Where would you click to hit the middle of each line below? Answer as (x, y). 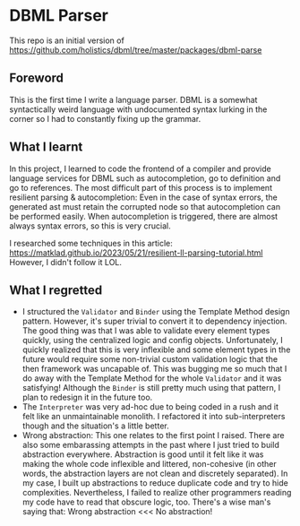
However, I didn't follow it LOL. (66, 262)
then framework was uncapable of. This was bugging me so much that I (154, 369)
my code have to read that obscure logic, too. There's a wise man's (146, 502)
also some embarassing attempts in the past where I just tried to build (151, 445)
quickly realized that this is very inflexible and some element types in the (156, 349)
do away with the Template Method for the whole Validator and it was (152, 378)
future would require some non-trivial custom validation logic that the (150, 359)
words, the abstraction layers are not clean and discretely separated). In (155, 474)
